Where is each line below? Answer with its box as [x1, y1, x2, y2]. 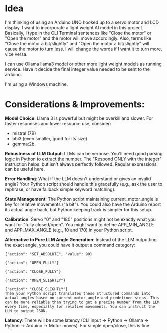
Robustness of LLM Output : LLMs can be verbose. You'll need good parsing [5, 150, 163, 156]
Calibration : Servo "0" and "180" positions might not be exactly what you [5, 216, 156, 222]
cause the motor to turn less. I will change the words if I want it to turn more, [5, 46, 162, 52]
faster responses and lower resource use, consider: [5, 120, 111, 126]
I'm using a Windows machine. [5, 81, 68, 87]
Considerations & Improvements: [5, 99, 145, 110]
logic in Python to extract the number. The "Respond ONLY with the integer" [5, 156, 162, 162]
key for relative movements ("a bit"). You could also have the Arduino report [5, 201, 161, 207]
